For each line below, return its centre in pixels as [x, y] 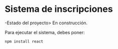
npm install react [24, 41]
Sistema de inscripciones [59, 9]
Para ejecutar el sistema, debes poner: [45, 32]
